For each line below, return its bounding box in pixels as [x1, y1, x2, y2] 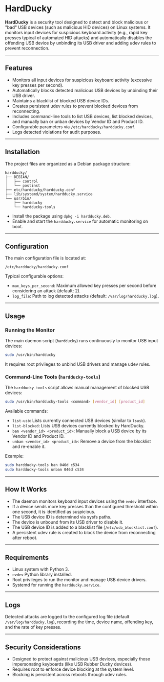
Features [5, 64, 33, 72]
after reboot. [12, 535, 38, 541]
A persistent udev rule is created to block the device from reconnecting [12, 529, 156, 535]
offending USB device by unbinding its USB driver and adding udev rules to [5, 40, 156, 46]
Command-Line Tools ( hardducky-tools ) [5, 373, 101, 380]
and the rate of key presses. [5, 624, 61, 630]
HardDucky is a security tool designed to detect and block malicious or [5, 19, 149, 25]
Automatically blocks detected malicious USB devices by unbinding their [12, 87, 158, 93]
